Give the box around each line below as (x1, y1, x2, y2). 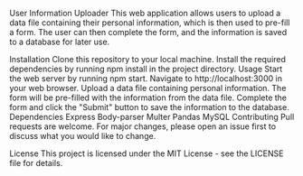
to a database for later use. (9, 36, 110, 47)
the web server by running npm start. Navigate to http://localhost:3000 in (9, 73, 283, 84)
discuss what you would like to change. (9, 131, 156, 141)
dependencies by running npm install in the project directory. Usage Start (9, 63, 283, 74)
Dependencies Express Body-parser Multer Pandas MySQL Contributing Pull (9, 112, 295, 122)
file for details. (9, 158, 63, 168)
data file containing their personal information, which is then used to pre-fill (9, 17, 290, 28)
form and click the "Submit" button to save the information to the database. (9, 102, 289, 112)
